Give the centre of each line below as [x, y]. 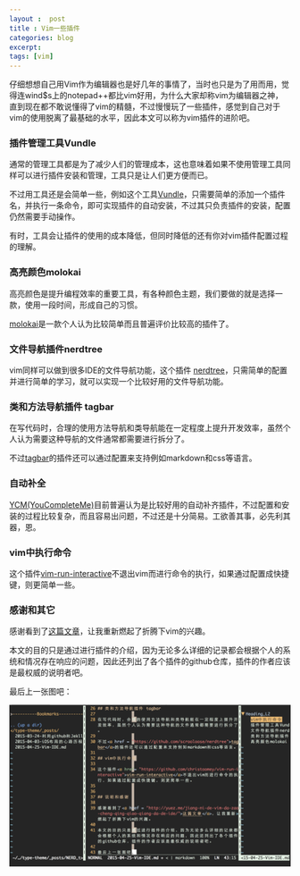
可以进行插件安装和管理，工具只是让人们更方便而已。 [114, 175]
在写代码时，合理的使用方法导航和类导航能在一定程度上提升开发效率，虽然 [146, 428]
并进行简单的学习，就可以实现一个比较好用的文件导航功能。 [119, 382]
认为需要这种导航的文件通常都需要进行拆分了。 [103, 439]
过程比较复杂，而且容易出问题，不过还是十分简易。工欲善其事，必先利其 [158, 516]
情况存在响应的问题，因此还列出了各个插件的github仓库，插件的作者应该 [158, 661]
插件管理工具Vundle [53, 143]
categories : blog [42, 38]
